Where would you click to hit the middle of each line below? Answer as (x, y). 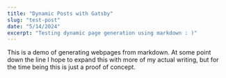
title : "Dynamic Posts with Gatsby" (60, 13)
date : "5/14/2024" (34, 26)
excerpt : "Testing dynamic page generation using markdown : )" (102, 33)
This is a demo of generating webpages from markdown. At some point (109, 52)
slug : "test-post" (34, 20)
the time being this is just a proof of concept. (71, 67)
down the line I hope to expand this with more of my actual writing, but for (113, 60)
